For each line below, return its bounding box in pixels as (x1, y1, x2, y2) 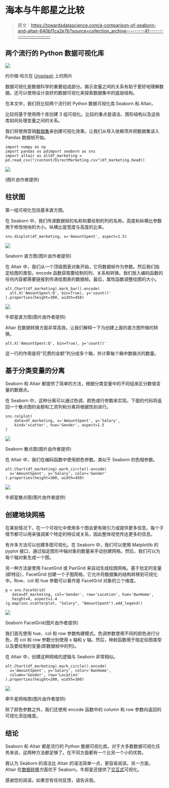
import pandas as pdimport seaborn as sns (5, 149, 96, 154)
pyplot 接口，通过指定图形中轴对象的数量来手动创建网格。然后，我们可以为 (5, 548, 161, 554)
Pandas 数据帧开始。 (5, 134, 49, 140)
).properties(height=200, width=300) (5, 677, 84, 682)
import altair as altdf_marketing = (5, 153, 82, 158)
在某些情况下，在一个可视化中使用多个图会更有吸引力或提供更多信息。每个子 (5, 525, 164, 531)
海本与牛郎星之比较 (5, 5, 85, 16)
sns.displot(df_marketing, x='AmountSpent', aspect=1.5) (5, 234, 127, 239)
